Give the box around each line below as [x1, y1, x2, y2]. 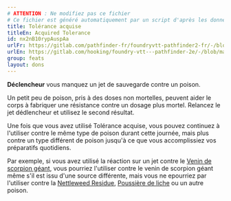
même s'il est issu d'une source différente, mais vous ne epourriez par [7, 171, 207, 180]
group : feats [7, 55, 45, 62]
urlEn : [7, 49, 26, 56]
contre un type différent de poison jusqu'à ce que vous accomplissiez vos [7, 136, 217, 145]
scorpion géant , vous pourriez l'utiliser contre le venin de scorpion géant [7, 164, 214, 172]
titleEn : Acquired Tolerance [7, 29, 91, 36]
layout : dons [7, 61, 45, 68]
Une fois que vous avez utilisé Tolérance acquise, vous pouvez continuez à [7, 121, 220, 129]
